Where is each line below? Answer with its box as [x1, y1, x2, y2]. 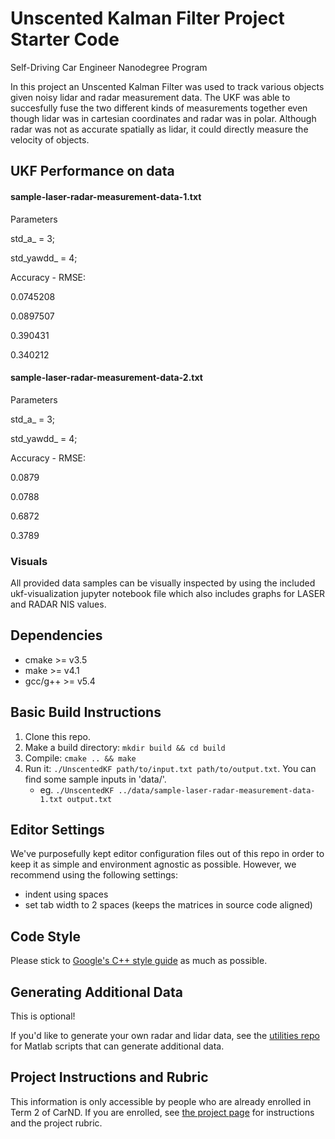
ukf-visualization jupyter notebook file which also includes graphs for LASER [10, 588, 326, 600]
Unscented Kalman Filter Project [10, 7, 285, 30]
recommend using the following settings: [10, 869, 178, 881]
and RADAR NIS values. [10, 598, 107, 611]
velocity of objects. [10, 133, 90, 146]
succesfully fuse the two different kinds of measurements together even [10, 102, 308, 114]
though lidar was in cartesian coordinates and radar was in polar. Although [10, 112, 317, 124]
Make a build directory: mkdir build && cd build [24, 741, 226, 753]
